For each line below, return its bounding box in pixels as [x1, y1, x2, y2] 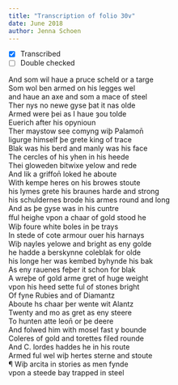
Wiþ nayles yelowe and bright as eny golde [8, 239, 152, 248]
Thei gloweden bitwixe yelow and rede [8, 160, 138, 170]
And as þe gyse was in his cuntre [8, 203, 119, 213]
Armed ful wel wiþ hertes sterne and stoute [8, 350, 153, 360]
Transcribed [19, 49, 61, 59]
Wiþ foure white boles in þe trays [8, 222, 119, 231]
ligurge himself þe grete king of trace [8, 134, 132, 144]
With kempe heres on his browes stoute [8, 177, 141, 187]
